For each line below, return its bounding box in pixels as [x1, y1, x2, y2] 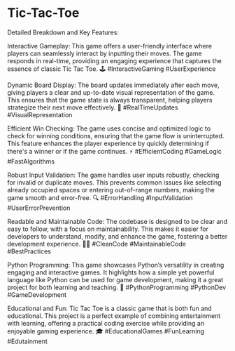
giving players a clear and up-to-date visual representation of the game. [7, 88, 215, 96]
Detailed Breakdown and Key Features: [7, 28, 119, 37]
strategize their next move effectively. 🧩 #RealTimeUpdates [7, 103, 178, 112]
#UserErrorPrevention [7, 204, 71, 212]
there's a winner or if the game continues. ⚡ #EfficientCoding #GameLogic [7, 147, 222, 155]
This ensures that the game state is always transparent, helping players [7, 95, 213, 104]
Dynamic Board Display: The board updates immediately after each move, [7, 81, 220, 89]
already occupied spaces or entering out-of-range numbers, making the [7, 185, 215, 194]
